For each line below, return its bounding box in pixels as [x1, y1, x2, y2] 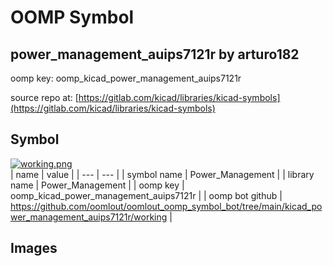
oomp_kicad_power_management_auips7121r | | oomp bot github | [10, 189, 283, 201]
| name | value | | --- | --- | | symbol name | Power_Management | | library [10, 168, 315, 180]
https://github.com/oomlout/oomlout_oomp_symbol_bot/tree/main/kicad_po [10, 200, 323, 212]
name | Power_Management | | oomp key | [10, 179, 185, 191]
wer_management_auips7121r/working [10, 211, 168, 223]
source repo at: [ [10, 92, 79, 103]
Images [10, 240, 58, 257]
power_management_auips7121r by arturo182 [10, 46, 300, 63]
